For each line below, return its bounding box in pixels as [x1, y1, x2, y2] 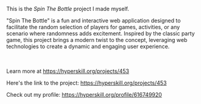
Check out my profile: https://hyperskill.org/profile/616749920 [6, 91, 163, 98]
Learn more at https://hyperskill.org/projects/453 [6, 68, 130, 75]
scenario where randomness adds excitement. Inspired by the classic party [6, 30, 195, 37]
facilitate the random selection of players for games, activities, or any [6, 24, 180, 30]
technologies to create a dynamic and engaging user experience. [6, 43, 170, 50]
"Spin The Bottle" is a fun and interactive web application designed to [6, 17, 181, 24]
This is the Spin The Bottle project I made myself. [6, 5, 130, 12]
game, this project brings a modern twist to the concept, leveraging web [6, 36, 188, 43]
